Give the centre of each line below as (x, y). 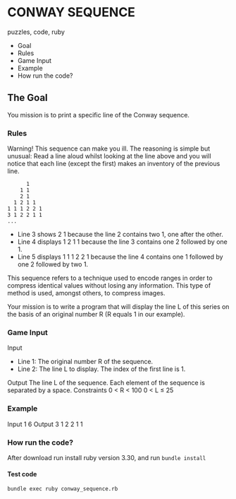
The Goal (27, 98)
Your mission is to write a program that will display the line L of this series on (118, 307)
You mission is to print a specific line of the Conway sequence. (99, 115)
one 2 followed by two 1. (53, 264)
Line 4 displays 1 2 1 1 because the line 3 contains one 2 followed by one (122, 242)
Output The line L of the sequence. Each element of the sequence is (106, 383)
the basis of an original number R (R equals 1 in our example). (96, 315)
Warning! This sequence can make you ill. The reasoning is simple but (109, 148)
